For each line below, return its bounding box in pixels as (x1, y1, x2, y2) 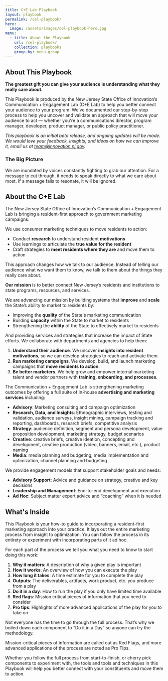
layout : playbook (5, 12, 42, 17)
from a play (12, 583, 36, 589)
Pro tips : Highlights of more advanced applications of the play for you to (12, 604, 162, 610)
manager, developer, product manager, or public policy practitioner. (5, 123, 144, 129)
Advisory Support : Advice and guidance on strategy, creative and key (12, 477, 158, 483)
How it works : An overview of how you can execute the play (12, 567, 137, 573)
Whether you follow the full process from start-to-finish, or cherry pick (5, 655, 151, 661)
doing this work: (5, 552, 39, 558)
